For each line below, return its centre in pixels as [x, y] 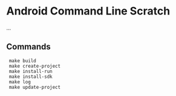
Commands [29, 47]
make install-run [31, 71]
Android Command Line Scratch [88, 11]
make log [20, 82]
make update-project [35, 87]
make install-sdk [31, 77]
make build [22, 61]
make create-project [35, 66]
